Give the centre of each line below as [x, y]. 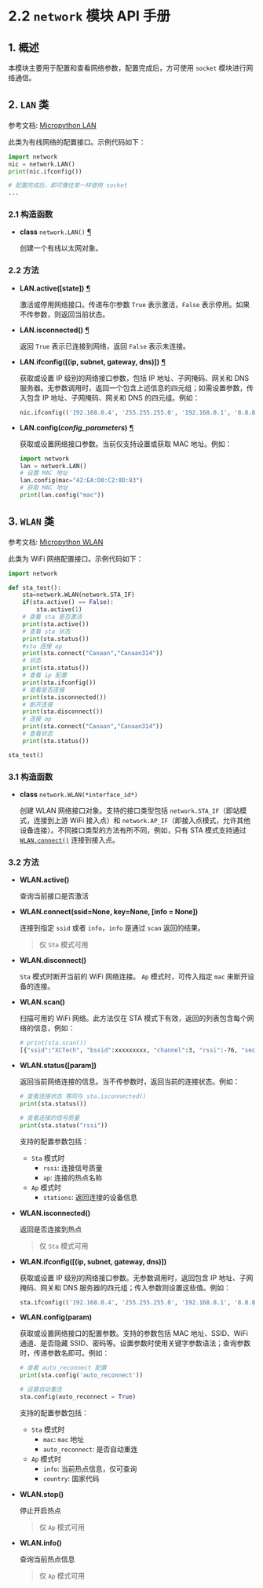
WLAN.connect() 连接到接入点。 [69, 840]
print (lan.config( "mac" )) [62, 496]
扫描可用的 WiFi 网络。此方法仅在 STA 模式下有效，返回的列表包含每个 [133, 1019]
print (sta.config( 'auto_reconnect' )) [81, 1375]
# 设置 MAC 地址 [44, 473]
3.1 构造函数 [31, 777]
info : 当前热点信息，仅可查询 [90, 1469]
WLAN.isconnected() [55, 1213]
